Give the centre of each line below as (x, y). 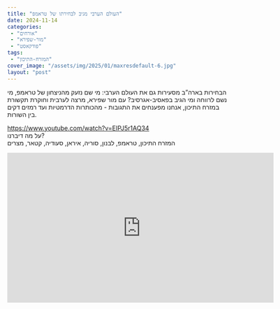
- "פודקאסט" (26, 46)
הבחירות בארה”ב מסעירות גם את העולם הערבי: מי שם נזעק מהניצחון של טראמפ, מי (117, 92)
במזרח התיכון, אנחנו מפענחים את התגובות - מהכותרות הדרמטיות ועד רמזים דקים (113, 107)
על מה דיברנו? (26, 135)
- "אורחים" (24, 33)
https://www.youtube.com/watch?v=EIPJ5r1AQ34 (78, 128)
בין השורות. (22, 114)
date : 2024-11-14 (32, 20)
